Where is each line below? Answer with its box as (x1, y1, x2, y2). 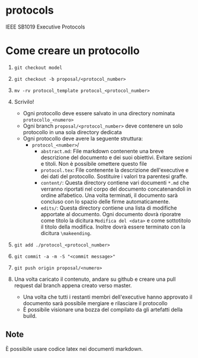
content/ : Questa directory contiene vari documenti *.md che (40, 179, 190, 186)
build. (23, 312, 37, 319)
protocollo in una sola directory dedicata (23, 128, 122, 135)
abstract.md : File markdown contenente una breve (40, 147, 164, 154)
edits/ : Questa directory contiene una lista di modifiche (40, 204, 177, 211)
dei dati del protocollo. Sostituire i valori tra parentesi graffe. (40, 173, 188, 180)
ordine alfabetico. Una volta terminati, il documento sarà (40, 191, 178, 199)
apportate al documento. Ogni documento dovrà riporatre (40, 210, 181, 217)
